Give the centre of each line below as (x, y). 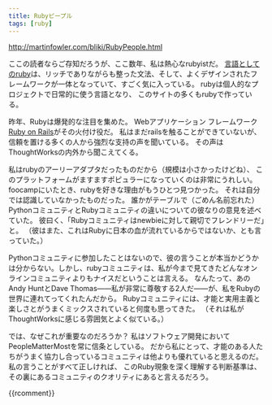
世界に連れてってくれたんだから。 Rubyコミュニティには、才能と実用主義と (135, 298)
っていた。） (28, 240)
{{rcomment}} (32, 393)
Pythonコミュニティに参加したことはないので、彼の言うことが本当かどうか (134, 258)
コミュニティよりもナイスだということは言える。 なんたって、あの (140, 278)
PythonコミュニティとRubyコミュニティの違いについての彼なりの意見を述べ (135, 210)
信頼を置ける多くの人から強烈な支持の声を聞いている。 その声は (116, 142)
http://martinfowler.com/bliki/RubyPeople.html (86, 46)
